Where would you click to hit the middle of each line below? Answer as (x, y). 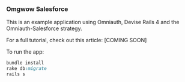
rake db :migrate (26, 69)
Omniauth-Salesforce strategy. (44, 28)
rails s (16, 74)
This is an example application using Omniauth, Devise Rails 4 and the (93, 22)
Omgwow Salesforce (37, 9)
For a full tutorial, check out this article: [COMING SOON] (77, 40)
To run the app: (25, 52)
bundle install (25, 63)
